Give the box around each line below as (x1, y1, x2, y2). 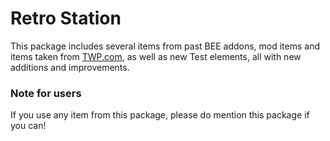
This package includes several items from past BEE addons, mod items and (10, 40, 321, 52)
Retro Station (10, 7, 122, 30)
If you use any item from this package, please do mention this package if (10, 109, 310, 121)
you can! (10, 120, 47, 132)
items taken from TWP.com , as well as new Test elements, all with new (10, 50, 302, 62)
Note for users (10, 86, 82, 100)
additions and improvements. (10, 61, 130, 73)
